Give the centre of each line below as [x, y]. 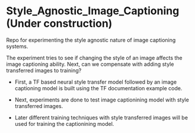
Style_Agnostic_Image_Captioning [93, 11]
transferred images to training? [44, 70]
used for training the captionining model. [64, 123]
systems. [17, 46]
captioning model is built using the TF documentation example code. [98, 88]
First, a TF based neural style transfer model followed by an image [95, 82]
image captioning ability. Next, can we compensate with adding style [90, 64]
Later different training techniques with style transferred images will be [101, 118]
